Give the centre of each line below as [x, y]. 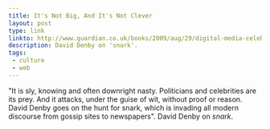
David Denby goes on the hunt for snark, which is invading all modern [124, 107]
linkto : [21, 38]
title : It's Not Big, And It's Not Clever [80, 16]
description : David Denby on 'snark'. [73, 46]
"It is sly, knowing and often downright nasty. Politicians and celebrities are [133, 91]
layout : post [30, 23]
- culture [28, 61]
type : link [27, 30]
